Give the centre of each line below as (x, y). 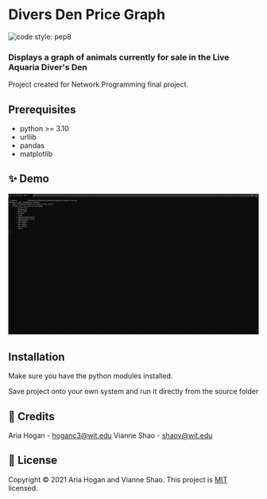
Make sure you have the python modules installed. (91, 376)
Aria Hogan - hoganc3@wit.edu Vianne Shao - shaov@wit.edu (110, 435)
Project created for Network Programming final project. (99, 84)
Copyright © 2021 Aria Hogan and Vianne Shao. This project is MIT (118, 479)
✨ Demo (29, 179)
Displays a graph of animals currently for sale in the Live (119, 57)
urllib (28, 137)
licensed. (23, 488)
